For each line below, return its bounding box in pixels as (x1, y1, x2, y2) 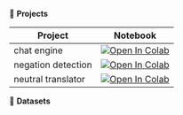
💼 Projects (9, 9, 49, 19)
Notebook (114, 29, 157, 42)
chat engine (13, 44, 64, 57)
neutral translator (13, 73, 86, 85)
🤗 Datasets (9, 96, 51, 106)
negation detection (13, 58, 92, 71)
